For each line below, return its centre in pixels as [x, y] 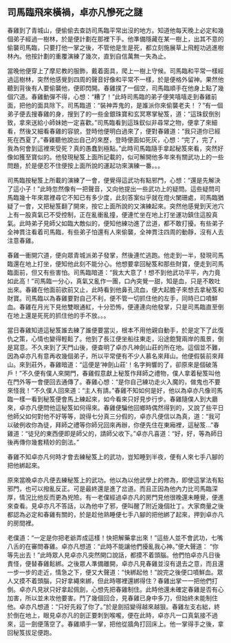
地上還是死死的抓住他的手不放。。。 [61, 315]
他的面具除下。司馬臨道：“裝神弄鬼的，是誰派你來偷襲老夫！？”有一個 [124, 105]
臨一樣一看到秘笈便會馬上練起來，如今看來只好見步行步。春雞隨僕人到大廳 [112, 399]
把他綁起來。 [25, 465]
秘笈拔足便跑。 [34, 632]
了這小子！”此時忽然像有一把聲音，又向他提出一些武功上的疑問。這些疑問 [111, 189]
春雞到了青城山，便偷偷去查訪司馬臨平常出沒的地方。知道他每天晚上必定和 [112, 30]
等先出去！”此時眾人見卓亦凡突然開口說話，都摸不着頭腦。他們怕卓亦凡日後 [114, 555]
